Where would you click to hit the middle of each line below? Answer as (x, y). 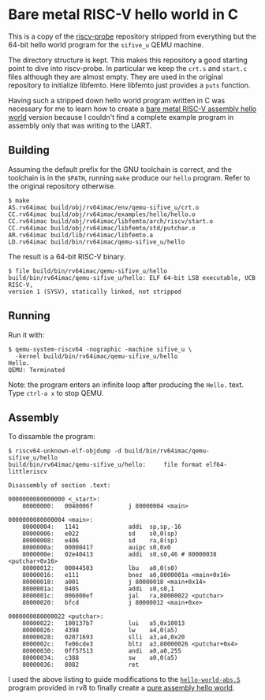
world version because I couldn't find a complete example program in (121, 117)
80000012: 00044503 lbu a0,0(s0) (100, 568)
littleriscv (28, 472)
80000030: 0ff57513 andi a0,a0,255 (102, 651)
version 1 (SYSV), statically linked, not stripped (95, 292)
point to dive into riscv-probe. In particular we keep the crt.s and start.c (128, 68)
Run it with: (26, 335)
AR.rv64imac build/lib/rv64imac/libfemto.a (81, 235)
